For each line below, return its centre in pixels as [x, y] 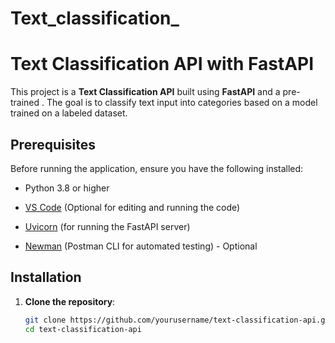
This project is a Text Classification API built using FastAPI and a [145, 92]
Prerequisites [53, 144]
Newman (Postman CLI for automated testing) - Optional [141, 246]
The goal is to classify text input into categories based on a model [182, 103]
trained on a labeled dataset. [69, 113]
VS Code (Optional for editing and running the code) [132, 207]
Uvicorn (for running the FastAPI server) [107, 226]
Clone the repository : [70, 301]
